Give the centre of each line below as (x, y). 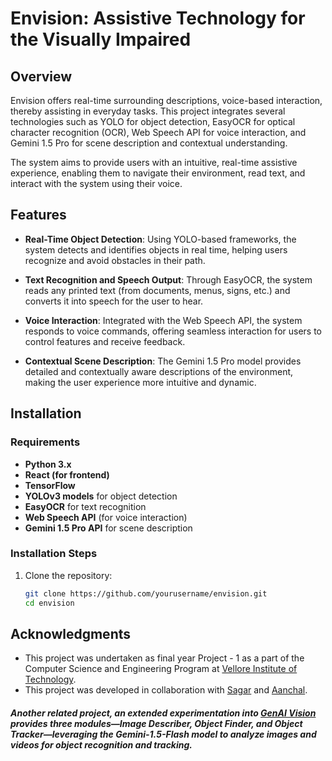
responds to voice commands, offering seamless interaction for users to (173, 331)
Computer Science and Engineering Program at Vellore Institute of (161, 669)
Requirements (45, 442)
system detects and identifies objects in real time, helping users (156, 249)
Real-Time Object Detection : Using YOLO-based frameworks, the (160, 239)
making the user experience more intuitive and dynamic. (140, 382)
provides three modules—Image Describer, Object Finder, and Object (156, 723)
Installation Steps (54, 554)
